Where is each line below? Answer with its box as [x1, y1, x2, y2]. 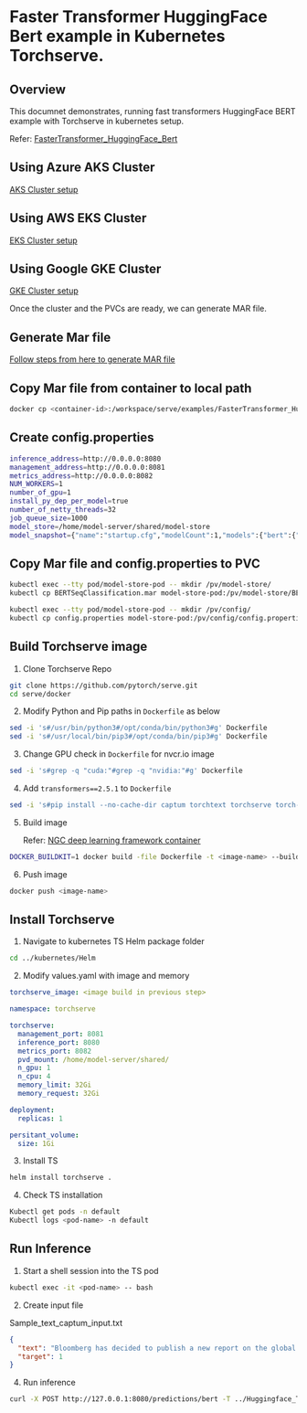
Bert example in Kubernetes [9, 26, 226, 47]
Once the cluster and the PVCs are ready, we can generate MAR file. [9, 303, 268, 314]
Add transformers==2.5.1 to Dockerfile [22, 783, 172, 793]
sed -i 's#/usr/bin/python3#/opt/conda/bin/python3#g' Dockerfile [9, 724, 268, 733]
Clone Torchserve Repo [22, 663, 112, 674]
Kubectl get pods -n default [9, 1207, 121, 1216]
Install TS [22, 1155, 58, 1166]
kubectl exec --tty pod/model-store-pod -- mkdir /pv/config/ [9, 605, 251, 614]
